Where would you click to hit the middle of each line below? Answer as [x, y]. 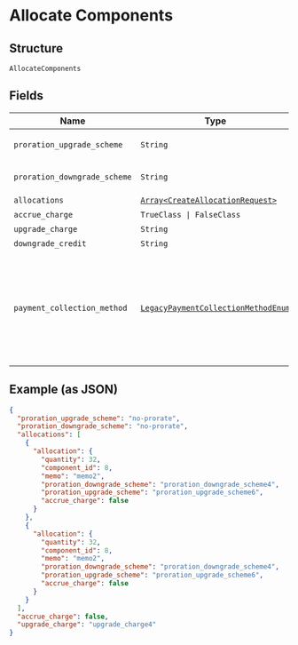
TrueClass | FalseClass [191, 215]
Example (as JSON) [63, 390]
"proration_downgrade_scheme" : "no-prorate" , [103, 426]
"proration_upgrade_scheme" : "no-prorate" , [98, 418]
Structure [36, 48]
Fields [27, 96]
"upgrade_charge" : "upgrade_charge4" [87, 625]
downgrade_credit [50, 243]
